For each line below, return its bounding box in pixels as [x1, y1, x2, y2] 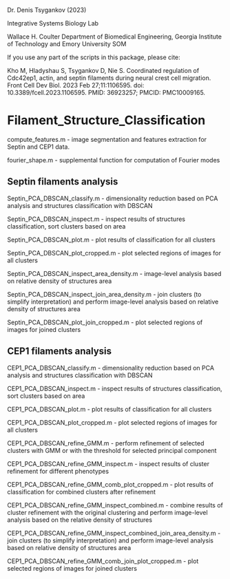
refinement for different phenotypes [7, 467, 109, 475]
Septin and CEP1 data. [7, 143, 70, 151]
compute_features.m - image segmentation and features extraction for [7, 135, 207, 143]
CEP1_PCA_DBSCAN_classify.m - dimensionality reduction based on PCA [7, 364, 215, 372]
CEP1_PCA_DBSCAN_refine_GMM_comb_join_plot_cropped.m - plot [7, 557, 199, 565]
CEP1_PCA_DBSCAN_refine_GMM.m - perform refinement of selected [7, 439, 205, 447]
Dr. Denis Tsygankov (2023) [7, 6, 87, 14]
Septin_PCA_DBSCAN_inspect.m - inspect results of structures [7, 215, 186, 223]
